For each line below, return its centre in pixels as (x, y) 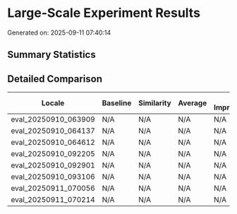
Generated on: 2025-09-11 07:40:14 (59, 32)
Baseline (117, 103)
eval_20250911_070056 (53, 189)
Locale (53, 103)
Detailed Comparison (55, 79)
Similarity (155, 103)
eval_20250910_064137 (53, 131)
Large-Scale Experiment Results (104, 13)
